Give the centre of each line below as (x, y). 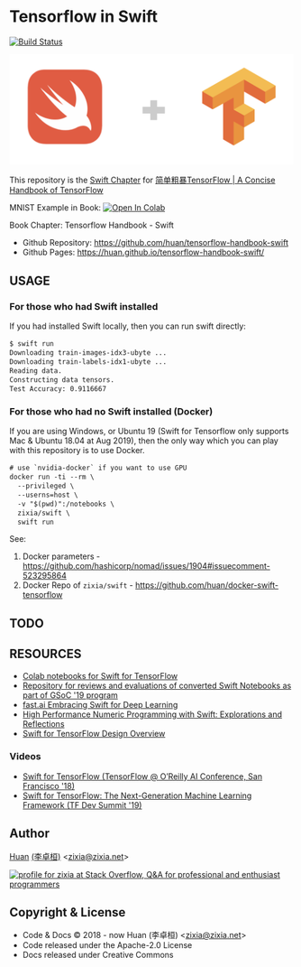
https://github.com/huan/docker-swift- (207, 585)
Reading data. (36, 371)
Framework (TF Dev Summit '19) (82, 804)
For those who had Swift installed (84, 306)
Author (29, 834)
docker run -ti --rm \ (52, 477)
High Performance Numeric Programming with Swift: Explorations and (152, 714)
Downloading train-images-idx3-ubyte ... (88, 353)
